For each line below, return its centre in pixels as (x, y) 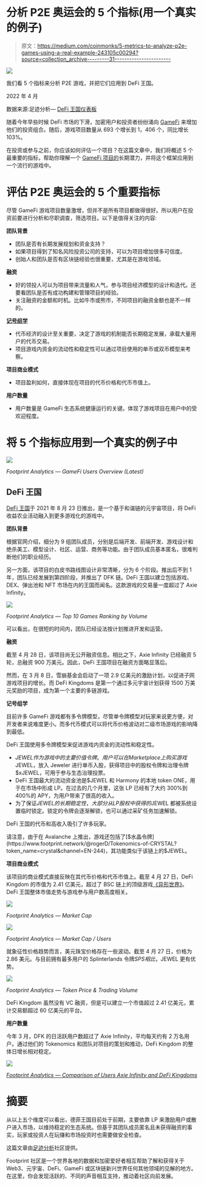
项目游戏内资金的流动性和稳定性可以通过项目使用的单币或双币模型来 (100, 348)
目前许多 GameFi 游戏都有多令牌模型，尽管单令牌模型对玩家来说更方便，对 (100, 716)
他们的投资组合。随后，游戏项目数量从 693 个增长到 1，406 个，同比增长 (98, 129)
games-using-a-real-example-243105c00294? (80, 52)
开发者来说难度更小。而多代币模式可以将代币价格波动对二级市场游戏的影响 (99, 724)
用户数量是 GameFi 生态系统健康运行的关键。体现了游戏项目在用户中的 (104, 408)
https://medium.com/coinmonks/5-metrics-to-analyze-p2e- (112, 46)
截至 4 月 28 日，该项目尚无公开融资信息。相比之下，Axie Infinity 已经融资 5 (101, 654)
